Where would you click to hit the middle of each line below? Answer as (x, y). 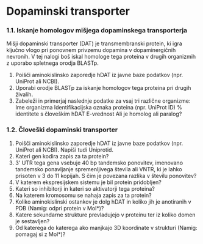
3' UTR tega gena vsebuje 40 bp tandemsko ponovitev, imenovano (99, 163)
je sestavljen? (32, 221)
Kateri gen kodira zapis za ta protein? (62, 156)
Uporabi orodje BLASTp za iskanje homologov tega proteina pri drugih (103, 88)
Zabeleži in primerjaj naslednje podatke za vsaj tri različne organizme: (103, 101)
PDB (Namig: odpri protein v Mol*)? (59, 208)
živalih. (24, 94)
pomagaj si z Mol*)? (40, 234)
